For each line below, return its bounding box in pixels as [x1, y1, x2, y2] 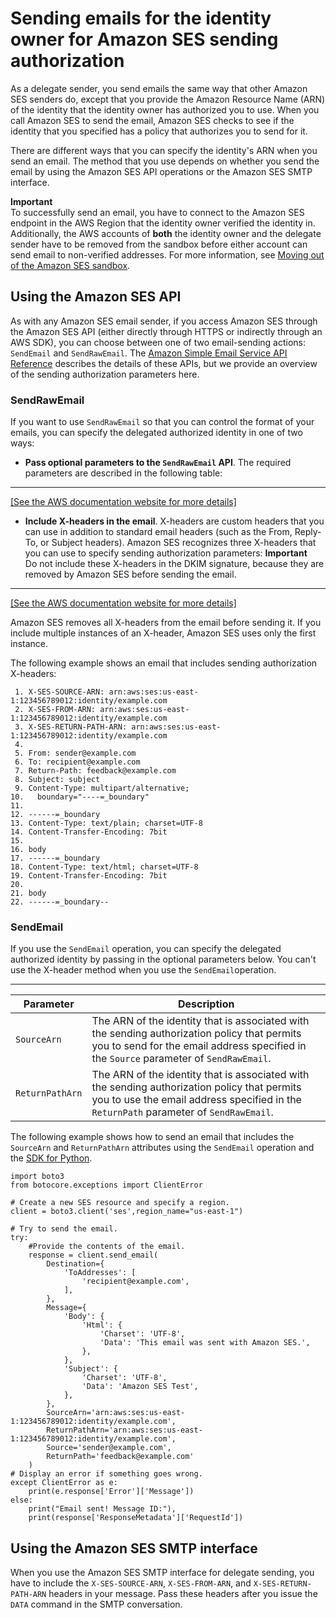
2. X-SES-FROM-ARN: [14, 705, 97, 715]
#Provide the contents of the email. [28, 1242, 186, 1252]
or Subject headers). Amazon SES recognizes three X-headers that [40, 537, 317, 549]
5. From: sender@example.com [14, 748, 137, 759]
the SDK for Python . [10, 1152, 93, 1164]
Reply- [294, 526, 322, 538]
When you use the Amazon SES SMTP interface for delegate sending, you [10, 1567, 315, 1579]
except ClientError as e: [10, 1478, 118, 1488]
